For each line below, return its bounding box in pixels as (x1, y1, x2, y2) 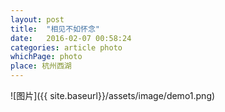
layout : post (10, 14, 65, 25)
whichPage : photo (10, 52, 83, 62)
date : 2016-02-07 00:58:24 (10, 33, 132, 43)
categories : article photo (10, 42, 123, 53)
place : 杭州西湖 (10, 61, 72, 71)
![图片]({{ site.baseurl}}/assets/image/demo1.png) (10, 90, 216, 101)
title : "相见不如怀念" (10, 24, 100, 34)
